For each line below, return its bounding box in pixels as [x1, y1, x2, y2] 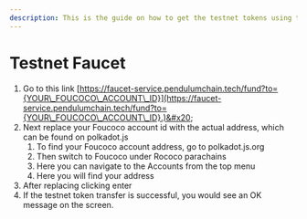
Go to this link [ [22, 83, 80, 94]
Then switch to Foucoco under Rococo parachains [36, 151, 227, 162]
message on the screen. [22, 199, 114, 210]
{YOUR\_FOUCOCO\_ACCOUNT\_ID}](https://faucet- [22, 92, 222, 103]
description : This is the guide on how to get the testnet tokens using [9, 13, 292, 23]
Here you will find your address [36, 170, 154, 181]
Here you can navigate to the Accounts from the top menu [36, 161, 256, 172]
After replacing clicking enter [22, 180, 132, 191]
